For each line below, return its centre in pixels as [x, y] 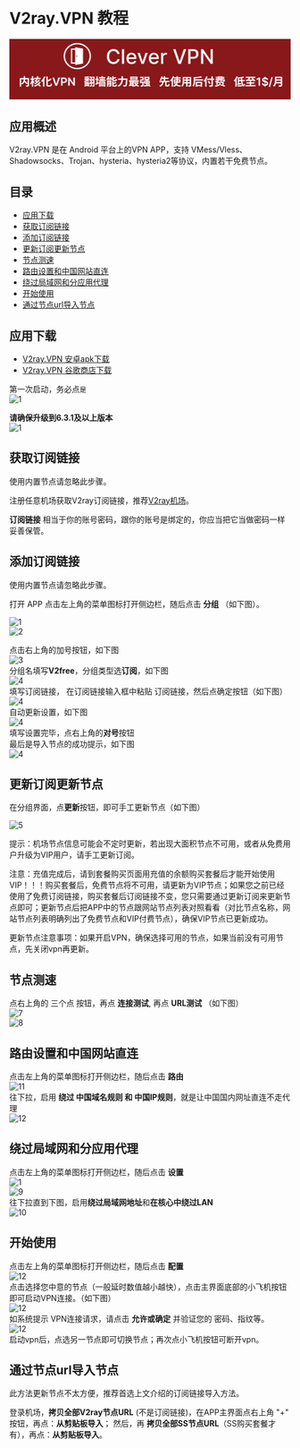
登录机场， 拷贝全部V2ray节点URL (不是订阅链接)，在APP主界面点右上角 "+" [149, 1412]
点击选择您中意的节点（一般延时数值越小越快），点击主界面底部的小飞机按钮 [148, 1287]
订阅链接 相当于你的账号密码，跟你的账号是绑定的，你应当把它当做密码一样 [147, 519]
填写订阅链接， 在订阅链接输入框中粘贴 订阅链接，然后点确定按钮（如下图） [148, 691]
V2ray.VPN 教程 [69, 18]
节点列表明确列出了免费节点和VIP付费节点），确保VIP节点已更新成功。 [145, 919]
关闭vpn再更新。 [63, 949]
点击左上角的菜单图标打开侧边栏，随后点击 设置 [96, 1172]
